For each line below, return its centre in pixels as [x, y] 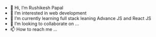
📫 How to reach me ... [34, 29]
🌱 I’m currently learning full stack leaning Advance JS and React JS [81, 18]
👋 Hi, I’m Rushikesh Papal [37, 8]
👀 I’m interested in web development [48, 13]
